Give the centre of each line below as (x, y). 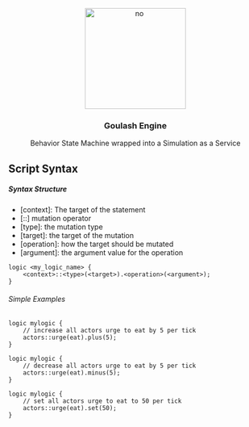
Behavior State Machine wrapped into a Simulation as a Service (135, 143)
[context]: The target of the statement (83, 209)
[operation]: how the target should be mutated (97, 244)
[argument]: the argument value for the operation (102, 252)
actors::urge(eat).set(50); (70, 408)
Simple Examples (37, 299)
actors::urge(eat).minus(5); (72, 373)
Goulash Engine (135, 125)
